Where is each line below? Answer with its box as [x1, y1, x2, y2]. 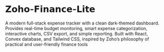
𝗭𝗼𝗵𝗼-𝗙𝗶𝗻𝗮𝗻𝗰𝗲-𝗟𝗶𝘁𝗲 [5, 3, 95, 15]
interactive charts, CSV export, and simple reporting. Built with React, [5, 30, 148, 36]
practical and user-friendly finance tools [5, 41, 88, 47]
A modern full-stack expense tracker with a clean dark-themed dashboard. [5, 20, 159, 26]
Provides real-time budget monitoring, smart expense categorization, [5, 25, 147, 31]
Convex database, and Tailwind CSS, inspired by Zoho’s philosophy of [5, 36, 149, 42]
